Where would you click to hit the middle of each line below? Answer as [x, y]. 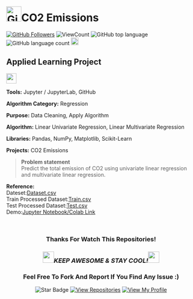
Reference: [20, 186]
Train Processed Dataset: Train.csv [49, 199]
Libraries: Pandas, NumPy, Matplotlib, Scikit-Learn [69, 138]
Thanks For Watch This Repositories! [101, 239]
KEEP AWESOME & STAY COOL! [101, 260]
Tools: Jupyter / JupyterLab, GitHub [51, 92]
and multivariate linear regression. [63, 174]
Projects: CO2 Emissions [37, 150]
